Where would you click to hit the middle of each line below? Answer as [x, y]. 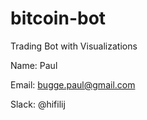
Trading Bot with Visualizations [74, 46]
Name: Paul [34, 65]
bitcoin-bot [58, 18]
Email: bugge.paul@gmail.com [73, 84]
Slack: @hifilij [38, 104]
